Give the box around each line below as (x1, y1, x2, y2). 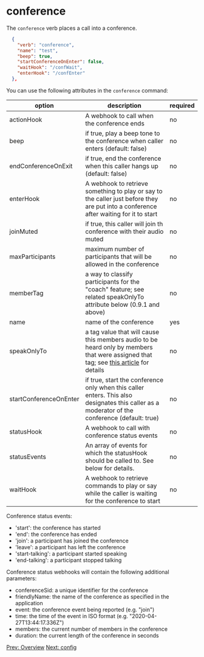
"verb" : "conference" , (17, 41, 75, 48)
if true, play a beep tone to (84, 129, 160, 138)
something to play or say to (84, 187, 163, 195)
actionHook (9, 115, 42, 124)
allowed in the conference (84, 260, 160, 269)
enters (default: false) (84, 144, 147, 153)
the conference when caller (84, 136, 164, 145)
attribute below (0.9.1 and (84, 300, 160, 309)
